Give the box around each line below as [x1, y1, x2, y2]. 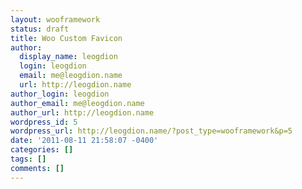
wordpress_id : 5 [10, 117, 78, 127]
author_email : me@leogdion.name [10, 98, 145, 108]
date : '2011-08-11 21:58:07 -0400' [10, 136, 159, 146]
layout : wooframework [10, 14, 101, 25]
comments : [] [10, 163, 65, 173]
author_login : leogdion [10, 89, 110, 99]
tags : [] [10, 154, 47, 164]
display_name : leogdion [19, 52, 118, 62]
